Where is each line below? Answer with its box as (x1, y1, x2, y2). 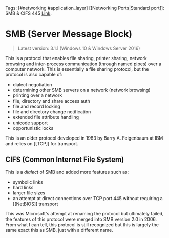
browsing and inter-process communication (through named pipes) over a (5, 61, 161, 67)
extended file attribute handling (12, 114, 79, 120)
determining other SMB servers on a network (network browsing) (12, 87, 151, 93)
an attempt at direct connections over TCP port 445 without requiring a (12, 195, 163, 201)
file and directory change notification (12, 108, 91, 115)
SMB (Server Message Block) (5, 28, 132, 40)
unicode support (12, 120, 48, 126)
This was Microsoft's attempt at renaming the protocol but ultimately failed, (5, 210, 164, 216)
